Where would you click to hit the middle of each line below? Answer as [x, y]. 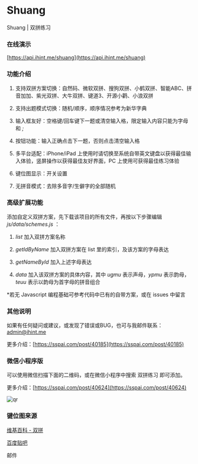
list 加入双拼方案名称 [40, 236]
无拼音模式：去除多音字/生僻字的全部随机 [65, 186]
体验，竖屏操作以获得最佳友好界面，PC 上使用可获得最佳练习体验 [100, 161]
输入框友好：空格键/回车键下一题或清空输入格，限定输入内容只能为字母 [102, 121]
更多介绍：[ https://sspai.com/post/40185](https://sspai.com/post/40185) [95, 344]
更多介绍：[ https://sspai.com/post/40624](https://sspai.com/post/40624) [97, 388]
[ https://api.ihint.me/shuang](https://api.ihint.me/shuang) [76, 57]
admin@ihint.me [27, 332]
